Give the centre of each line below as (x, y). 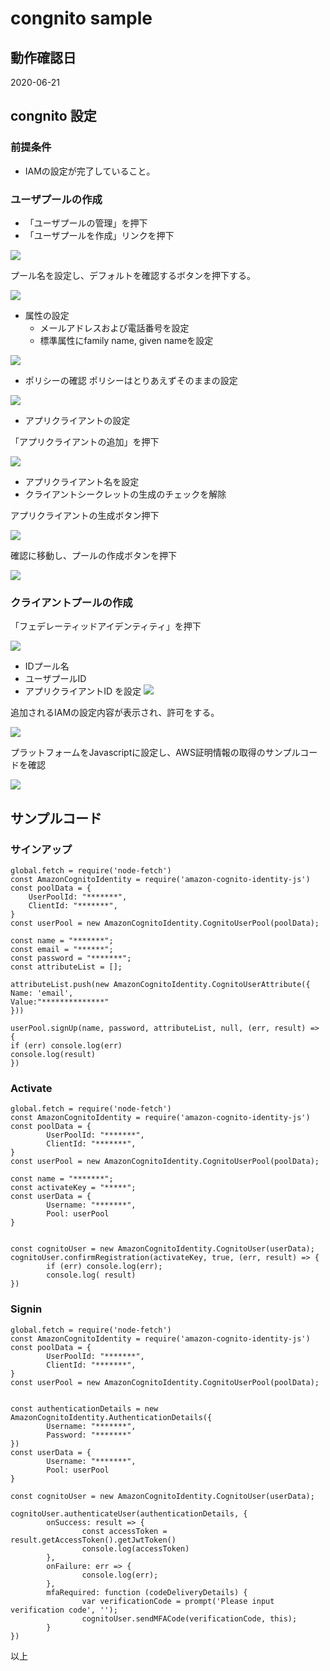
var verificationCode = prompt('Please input (178, 1601)
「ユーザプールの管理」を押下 (86, 223)
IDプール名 (47, 666)
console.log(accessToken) (135, 1548)
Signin (26, 1309)
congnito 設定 (53, 116)
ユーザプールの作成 (56, 199)
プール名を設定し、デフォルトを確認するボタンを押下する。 (133, 275)
